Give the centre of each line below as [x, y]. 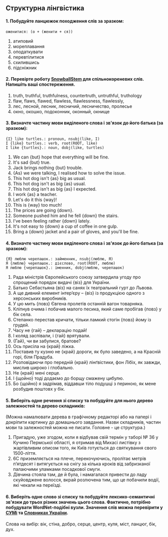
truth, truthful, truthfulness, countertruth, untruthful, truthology [77, 95]
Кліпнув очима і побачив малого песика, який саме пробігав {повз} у [87, 309]
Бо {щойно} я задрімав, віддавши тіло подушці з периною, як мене [84, 384]
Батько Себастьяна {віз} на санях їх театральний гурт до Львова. [83, 288]
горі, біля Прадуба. [33, 357]
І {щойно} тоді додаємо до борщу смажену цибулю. [68, 379]
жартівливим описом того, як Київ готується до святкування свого [85, 448]
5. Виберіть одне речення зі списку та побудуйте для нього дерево [79, 400]
